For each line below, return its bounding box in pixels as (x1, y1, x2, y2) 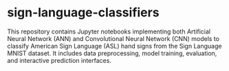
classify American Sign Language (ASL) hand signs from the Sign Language (7, 42, 222, 50)
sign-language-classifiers (7, 5, 160, 20)
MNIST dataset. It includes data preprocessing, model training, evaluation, (7, 49, 217, 57)
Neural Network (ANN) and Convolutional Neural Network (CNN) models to (7, 34, 220, 42)
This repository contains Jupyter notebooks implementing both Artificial (7, 27, 211, 35)
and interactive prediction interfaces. (7, 56, 112, 64)
